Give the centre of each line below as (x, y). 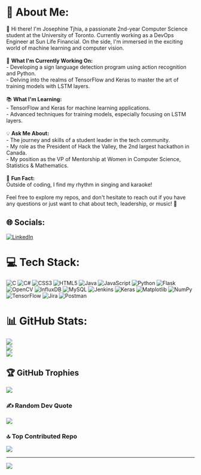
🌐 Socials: (26, 223)
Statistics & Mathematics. (37, 165)
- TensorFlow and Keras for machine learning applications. (78, 108)
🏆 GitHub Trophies (43, 373)
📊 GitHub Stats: (47, 321)
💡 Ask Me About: (28, 133)
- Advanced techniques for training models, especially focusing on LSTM (96, 114)
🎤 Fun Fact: (20, 178)
